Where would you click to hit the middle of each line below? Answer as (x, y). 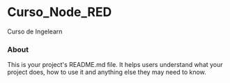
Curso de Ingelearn (35, 31)
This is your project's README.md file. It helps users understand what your (115, 65)
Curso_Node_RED (60, 12)
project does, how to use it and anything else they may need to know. (107, 72)
